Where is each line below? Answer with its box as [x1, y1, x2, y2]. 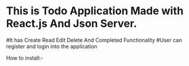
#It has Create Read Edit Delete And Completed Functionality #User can [6, 36, 182, 43]
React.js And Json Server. [6, 17, 137, 30]
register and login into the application [6, 43, 97, 50]
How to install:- [6, 54, 43, 61]
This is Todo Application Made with [6, 4, 184, 18]
